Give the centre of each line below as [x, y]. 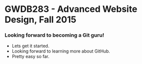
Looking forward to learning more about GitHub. [61, 51]
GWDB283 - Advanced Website [71, 9]
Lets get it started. [31, 46]
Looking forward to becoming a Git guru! [55, 35]
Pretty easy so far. [31, 57]
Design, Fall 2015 [40, 20]
